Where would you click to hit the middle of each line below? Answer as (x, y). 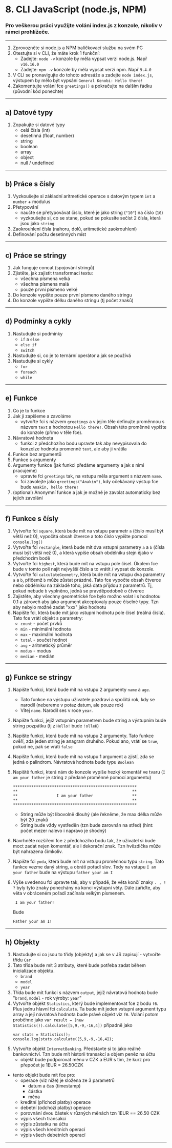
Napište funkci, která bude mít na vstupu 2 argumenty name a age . (81, 690)
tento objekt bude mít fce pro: (44, 1075)
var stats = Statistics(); (41, 1035)
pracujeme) (25, 470)
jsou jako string (37, 224)
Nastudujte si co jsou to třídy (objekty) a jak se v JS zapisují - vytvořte (87, 954)
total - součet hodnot (44, 640)
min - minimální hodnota (46, 629)
